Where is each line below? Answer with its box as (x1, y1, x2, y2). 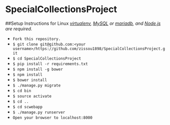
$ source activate (12, 94, 52, 99)
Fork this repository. (12, 36, 61, 41)
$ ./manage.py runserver (12, 110, 65, 115)
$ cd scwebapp (12, 104, 43, 109)
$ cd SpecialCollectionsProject (12, 56, 81, 61)
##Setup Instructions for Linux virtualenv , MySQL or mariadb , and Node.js (5, 20, 161, 26)
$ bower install (12, 77, 47, 82)
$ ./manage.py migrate (12, 82, 61, 88)
